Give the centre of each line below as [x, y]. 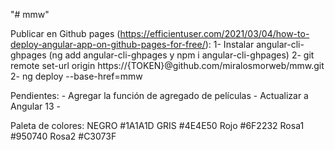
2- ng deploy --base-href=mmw [76, 76]
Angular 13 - [35, 106]
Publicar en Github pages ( [65, 33]
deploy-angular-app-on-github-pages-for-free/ [108, 44]
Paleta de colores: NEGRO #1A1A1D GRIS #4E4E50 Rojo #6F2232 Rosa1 [157, 125]
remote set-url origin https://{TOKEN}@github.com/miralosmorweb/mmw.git [167, 65]
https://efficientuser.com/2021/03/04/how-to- [214, 33]
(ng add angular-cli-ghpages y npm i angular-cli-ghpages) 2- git [181, 55]
